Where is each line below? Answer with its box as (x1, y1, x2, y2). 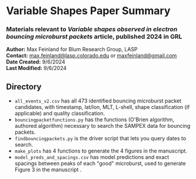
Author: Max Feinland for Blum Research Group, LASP (6, 46, 138, 53)
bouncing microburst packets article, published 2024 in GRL (6, 32, 182, 41)
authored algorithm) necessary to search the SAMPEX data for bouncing (14, 122, 191, 130)
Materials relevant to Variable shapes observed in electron (6, 25, 178, 34)
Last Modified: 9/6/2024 (6, 65, 67, 72)
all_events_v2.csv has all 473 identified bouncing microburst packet (14, 97, 181, 104)
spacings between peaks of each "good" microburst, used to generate (14, 160, 187, 167)
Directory (6, 81, 42, 92)
